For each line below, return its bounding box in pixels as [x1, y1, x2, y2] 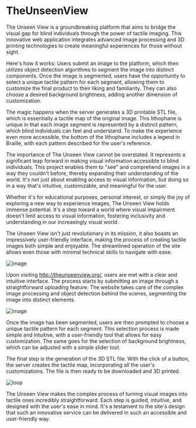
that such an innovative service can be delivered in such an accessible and [6, 409, 187, 416]
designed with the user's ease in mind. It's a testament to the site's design [6, 403, 185, 410]
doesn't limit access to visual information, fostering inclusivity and [6, 212, 166, 219]
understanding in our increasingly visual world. [6, 218, 119, 225]
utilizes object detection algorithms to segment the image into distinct [6, 66, 174, 73]
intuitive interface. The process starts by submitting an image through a [6, 277, 178, 284]
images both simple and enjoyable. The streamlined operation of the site [6, 242, 181, 249]
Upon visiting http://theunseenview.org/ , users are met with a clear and [6, 271, 177, 278]
